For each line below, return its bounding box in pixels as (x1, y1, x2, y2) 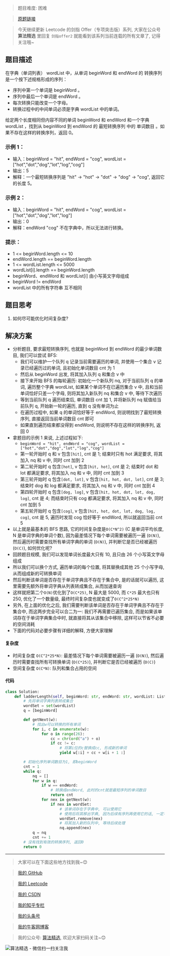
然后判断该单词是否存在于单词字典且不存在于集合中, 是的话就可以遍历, (12, 577, 158, 583)
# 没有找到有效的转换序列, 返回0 (23, 839, 84, 844)
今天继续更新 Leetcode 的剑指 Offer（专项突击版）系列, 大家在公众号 (17, 26, 161, 32)
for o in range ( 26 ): (41, 731, 85, 736)
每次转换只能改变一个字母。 (12, 99, 71, 106)
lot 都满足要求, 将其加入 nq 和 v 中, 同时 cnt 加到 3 (20, 470, 124, 476)
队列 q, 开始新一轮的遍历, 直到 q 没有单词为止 (24, 403, 119, 409)
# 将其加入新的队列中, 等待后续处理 (59, 821, 125, 826)
